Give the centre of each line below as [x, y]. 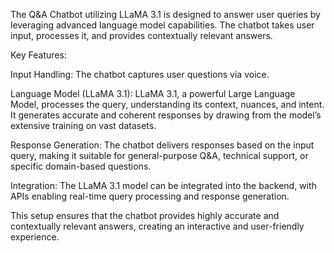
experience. [35, 237]
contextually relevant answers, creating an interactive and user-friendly [157, 226]
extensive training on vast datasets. [83, 125]
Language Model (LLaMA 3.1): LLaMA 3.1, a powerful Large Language [153, 93]
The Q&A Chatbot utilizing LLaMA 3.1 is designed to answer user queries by [165, 14]
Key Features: [38, 55]
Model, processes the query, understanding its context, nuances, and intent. [167, 104]
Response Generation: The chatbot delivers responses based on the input [162, 145]
